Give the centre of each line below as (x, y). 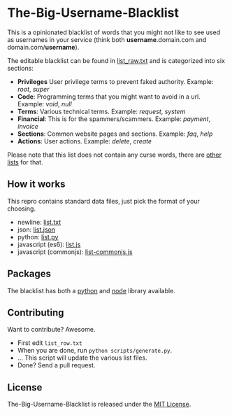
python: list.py (38, 237)
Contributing (36, 312)
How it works (36, 184)
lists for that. (25, 162)
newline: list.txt (39, 222)
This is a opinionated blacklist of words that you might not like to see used (114, 32)
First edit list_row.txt (50, 343)
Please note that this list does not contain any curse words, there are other (115, 155)
